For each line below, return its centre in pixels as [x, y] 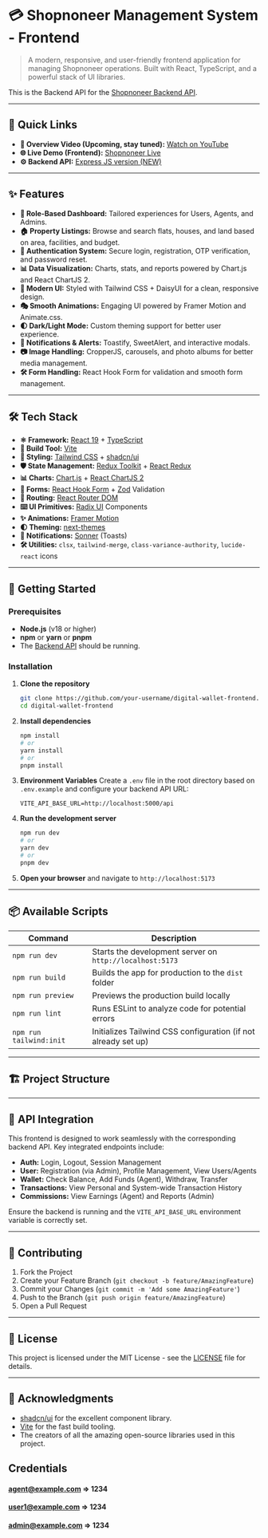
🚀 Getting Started [52, 588]
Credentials [38, 1469]
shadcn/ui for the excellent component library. [96, 1418]
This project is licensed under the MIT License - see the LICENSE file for [127, 1358]
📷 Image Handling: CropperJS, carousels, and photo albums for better [136, 351]
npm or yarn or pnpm [56, 637]
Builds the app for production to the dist [167, 972]
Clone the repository [55, 684]
